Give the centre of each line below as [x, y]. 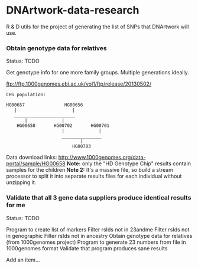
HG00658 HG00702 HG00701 [63, 126]
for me [16, 205]
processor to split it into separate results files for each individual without [94, 176]
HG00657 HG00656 [45, 105]
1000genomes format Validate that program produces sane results [87, 248]
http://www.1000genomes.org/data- [102, 158]
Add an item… [23, 260]
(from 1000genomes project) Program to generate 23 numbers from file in [96, 242]
